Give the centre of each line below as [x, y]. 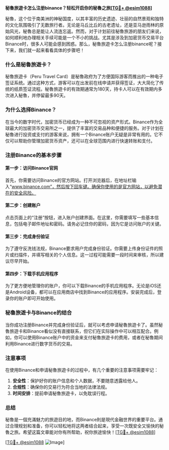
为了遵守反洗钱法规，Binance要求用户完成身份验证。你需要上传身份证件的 [82, 248]
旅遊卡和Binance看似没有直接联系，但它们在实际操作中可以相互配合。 [82, 331]
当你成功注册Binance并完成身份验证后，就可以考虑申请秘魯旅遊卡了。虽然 [82, 325]
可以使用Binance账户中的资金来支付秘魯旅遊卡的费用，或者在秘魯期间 [91, 337]
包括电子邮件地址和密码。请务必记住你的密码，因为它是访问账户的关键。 [89, 224]
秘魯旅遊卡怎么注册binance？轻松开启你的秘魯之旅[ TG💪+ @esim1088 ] [79, 8]
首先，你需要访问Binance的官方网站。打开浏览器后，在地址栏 [69, 180]
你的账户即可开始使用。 [34, 298]
